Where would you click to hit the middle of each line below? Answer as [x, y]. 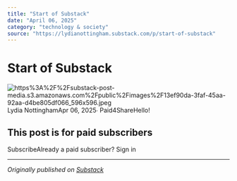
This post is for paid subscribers [80, 132]
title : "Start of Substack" [49, 14]
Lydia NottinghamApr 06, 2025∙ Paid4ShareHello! [79, 111]
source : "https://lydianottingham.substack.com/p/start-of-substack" [112, 33]
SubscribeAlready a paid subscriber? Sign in [72, 149]
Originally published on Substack [56, 169]
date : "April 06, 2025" [42, 20]
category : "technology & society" [58, 27]
